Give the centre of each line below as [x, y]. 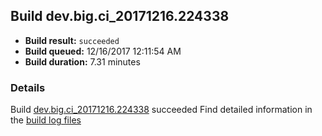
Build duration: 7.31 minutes [82, 61]
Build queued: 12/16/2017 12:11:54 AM [103, 51]
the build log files [46, 120]
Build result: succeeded [72, 40]
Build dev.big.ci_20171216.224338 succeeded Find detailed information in [161, 110]
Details [28, 87]
